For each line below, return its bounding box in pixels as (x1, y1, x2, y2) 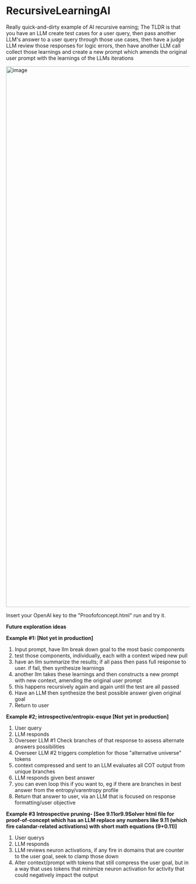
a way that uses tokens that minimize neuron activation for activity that (14, 865, 185, 872)
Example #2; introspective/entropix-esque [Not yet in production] (6, 713, 169, 720)
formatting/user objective (14, 799, 76, 806)
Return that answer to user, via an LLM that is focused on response (14, 793, 176, 800)
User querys (14, 834, 45, 841)
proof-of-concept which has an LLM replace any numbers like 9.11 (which (6, 816, 188, 823)
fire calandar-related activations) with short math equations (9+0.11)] (6, 823, 177, 830)
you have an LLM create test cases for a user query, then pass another (6, 29, 176, 36)
